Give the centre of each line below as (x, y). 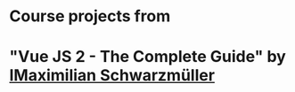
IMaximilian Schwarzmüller (112, 76)
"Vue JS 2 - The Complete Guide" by (148, 57)
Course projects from (90, 16)
